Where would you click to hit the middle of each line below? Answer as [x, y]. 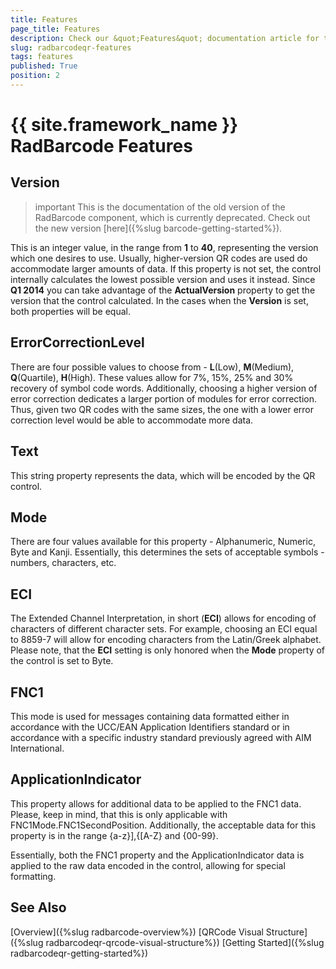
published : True [44, 66]
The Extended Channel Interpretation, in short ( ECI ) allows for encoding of [163, 618]
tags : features [42, 57]
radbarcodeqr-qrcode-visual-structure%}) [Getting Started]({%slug [185, 942]
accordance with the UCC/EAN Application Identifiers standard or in [150, 727]
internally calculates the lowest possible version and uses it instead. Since [163, 279]
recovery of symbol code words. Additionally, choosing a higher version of [164, 388]
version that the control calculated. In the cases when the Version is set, [159, 300]
